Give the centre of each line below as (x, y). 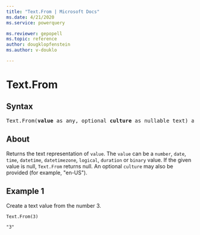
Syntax (20, 107)
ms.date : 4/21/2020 (30, 17)
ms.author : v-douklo (32, 50)
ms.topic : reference (32, 39)
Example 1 (25, 191)
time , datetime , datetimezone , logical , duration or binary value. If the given (99, 160)
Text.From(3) (22, 217)
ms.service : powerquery (36, 23)
